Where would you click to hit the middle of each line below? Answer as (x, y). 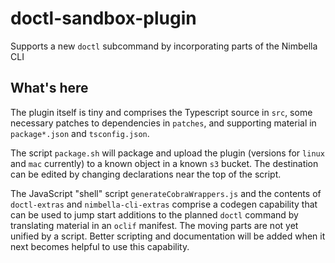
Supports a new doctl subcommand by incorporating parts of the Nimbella (164, 46)
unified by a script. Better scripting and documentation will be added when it (168, 236)
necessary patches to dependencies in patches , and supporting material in (163, 123)
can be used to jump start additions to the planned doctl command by (154, 214)
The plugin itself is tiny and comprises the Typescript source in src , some (161, 112)
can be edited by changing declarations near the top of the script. (146, 174)
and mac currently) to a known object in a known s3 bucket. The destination (164, 163)
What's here (49, 88)
